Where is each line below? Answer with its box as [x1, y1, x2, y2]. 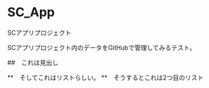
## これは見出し [7, 58, 58, 67]
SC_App [7, 4, 55, 20]
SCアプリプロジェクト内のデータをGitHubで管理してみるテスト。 [7, 43, 196, 51]
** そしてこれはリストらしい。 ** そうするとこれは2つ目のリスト [7, 73, 204, 82]
